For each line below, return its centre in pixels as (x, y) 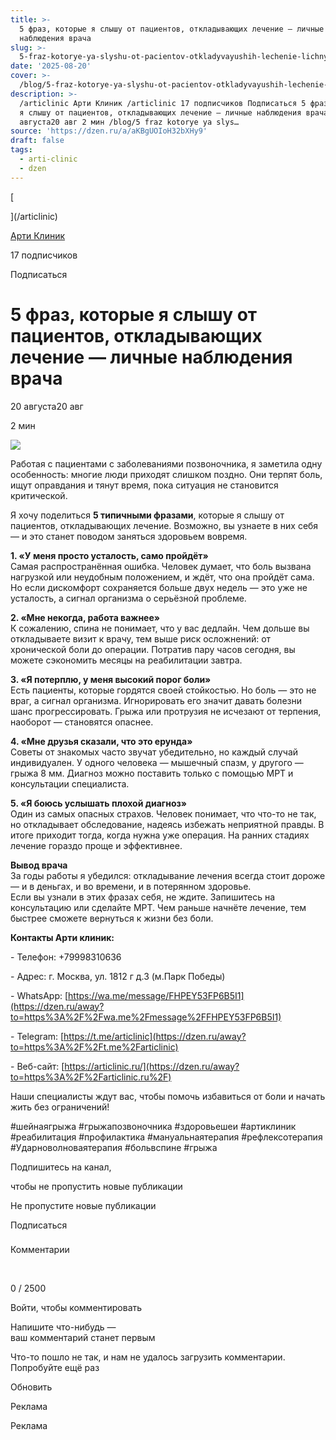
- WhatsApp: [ (39, 995)
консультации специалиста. (70, 783)
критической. (39, 495)
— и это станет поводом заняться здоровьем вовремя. (129, 536)
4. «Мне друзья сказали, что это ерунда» (101, 741)
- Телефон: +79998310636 (66, 957)
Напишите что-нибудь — (63, 1327)
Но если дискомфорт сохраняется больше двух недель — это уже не (159, 587)
